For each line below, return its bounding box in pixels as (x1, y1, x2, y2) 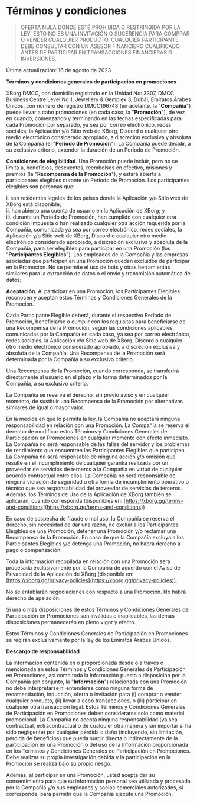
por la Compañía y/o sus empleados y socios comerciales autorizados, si (6, 783, 183, 791)
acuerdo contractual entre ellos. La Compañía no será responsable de (6, 472, 176, 479)
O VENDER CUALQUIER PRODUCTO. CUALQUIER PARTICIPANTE (20, 36, 179, 43)
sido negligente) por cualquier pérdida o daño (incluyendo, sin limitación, (6, 728, 184, 735)
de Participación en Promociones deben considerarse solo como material (6, 709, 185, 717)
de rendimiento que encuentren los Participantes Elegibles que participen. (6, 447, 186, 454)
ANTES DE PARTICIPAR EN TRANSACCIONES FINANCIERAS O (20, 49, 173, 56)
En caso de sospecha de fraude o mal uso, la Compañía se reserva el (6, 515, 175, 522)
